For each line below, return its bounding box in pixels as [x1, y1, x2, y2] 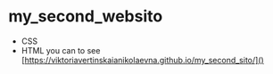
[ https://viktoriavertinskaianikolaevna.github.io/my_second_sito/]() [21, 54, 264, 65]
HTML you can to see [21, 45, 101, 55]
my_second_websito [8, 6, 163, 27]
